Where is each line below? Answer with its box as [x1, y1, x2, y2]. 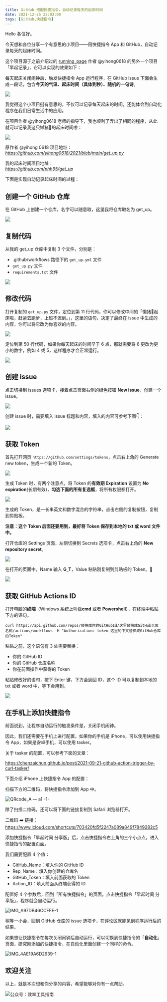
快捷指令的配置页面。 [5, 841, 49, 847]
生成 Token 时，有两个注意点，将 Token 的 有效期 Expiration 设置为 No [5, 480, 149, 487]
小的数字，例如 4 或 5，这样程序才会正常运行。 [5, 347, 102, 353]
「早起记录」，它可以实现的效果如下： [5, 64, 82, 70]
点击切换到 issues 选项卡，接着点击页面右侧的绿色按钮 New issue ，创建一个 [5, 387, 162, 393]
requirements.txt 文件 [12, 269, 59, 275]
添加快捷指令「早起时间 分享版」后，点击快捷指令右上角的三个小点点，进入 [5, 834, 159, 841]
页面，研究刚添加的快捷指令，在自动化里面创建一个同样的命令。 [5, 941, 136, 947]
